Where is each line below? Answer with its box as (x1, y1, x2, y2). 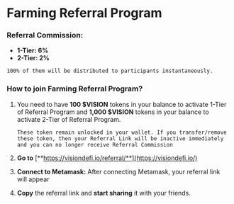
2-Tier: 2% (16, 54, 50, 62)
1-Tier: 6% (16, 46, 49, 55)
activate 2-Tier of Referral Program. (16, 115, 121, 123)
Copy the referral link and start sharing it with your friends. (16, 188, 191, 197)
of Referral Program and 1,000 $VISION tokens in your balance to (16, 108, 210, 116)
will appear (16, 175, 50, 183)
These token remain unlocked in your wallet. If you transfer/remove (16, 129, 228, 136)
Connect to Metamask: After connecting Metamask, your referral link (16, 167, 221, 176)
